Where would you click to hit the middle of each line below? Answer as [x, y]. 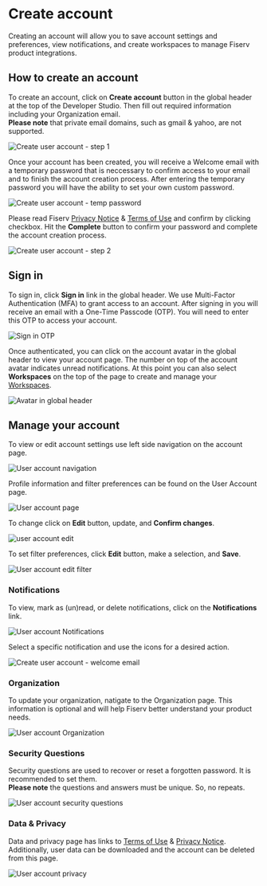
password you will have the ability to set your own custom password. [122, 187]
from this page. [33, 858]
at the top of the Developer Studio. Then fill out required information [120, 105]
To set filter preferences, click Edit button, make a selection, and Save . [125, 554]
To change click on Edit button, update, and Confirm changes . [112, 523]
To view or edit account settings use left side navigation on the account [126, 445]
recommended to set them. [53, 779]
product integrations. [43, 53]
